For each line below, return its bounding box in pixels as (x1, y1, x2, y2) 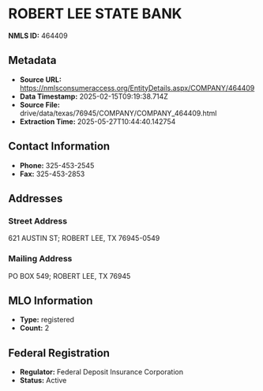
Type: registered (19, 315, 75, 325)
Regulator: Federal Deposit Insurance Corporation (19, 367, 184, 377)
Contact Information (8, 140, 111, 153)
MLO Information (8, 294, 93, 307)
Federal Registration (8, 346, 111, 359)
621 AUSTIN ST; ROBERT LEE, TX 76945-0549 (8, 234, 160, 243)
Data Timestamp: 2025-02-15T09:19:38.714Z (19, 92, 168, 101)
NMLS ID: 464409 (8, 31, 69, 40)
